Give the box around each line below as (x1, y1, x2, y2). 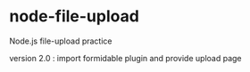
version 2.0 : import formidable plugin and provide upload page (9, 52, 242, 63)
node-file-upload (9, 6, 140, 27)
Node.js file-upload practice (9, 36, 112, 46)
